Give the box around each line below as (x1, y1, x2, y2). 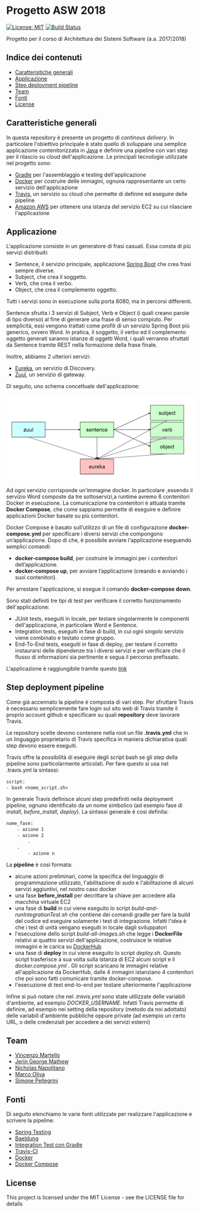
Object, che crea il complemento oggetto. (14, 286, 118, 293)
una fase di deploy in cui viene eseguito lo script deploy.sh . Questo (14, 949, 181, 956)
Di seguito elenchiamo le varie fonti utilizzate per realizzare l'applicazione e (6, 1110, 193, 1118)
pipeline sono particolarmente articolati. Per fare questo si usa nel (6, 760, 169, 767)
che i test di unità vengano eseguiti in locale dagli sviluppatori (14, 924, 167, 931)
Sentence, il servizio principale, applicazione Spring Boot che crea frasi (14, 261, 192, 268)
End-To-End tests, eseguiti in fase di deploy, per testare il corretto (14, 641, 178, 648)
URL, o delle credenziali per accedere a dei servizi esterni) (6, 1018, 151, 1025)
